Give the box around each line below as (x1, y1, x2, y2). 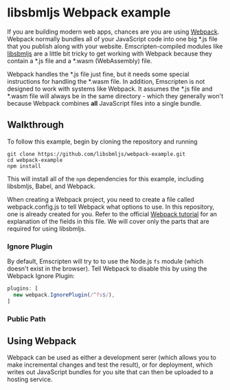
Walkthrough (7, 119, 64, 131)
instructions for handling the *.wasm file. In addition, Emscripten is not (7, 77, 205, 85)
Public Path (7, 314, 46, 323)
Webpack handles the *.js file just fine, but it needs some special (7, 70, 189, 78)
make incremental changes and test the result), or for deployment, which (7, 360, 214, 369)
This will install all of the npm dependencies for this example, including (7, 174, 204, 183)
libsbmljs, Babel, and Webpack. (7, 182, 96, 190)
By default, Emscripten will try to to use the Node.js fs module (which (7, 257, 204, 266)
